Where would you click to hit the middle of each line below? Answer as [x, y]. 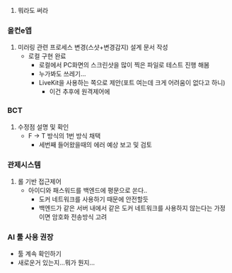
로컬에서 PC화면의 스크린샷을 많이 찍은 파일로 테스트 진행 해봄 [124, 65]
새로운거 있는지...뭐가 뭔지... [56, 263]
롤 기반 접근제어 [39, 181]
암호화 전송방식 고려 [80, 217]
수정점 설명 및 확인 [43, 127]
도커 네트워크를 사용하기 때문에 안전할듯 [93, 199]
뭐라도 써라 [33, 10]
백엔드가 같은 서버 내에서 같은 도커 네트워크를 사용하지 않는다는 [126, 208]
